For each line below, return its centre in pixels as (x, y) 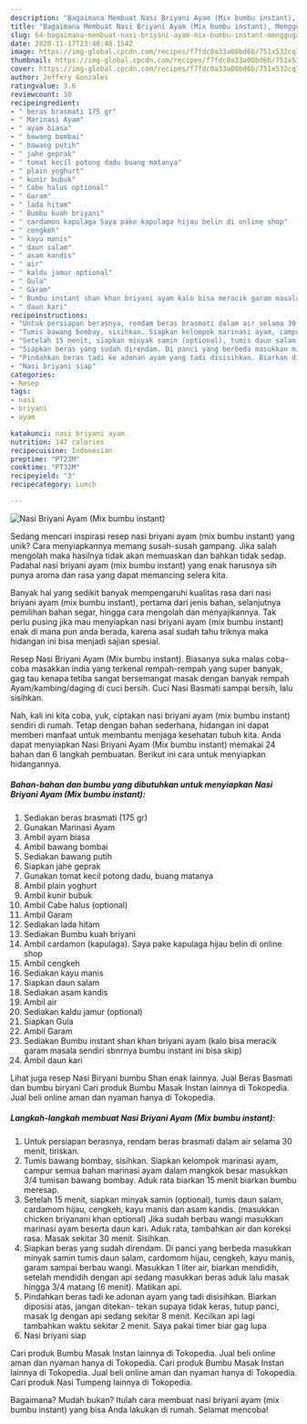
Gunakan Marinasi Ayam (69, 827)
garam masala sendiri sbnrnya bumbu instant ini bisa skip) (133, 1050)
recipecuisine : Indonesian (61, 450)
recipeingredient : (45, 103)
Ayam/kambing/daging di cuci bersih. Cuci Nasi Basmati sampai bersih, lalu (152, 688)
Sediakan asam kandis (66, 992)
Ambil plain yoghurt (60, 885)
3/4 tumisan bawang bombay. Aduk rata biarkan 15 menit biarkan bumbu (160, 1180)
